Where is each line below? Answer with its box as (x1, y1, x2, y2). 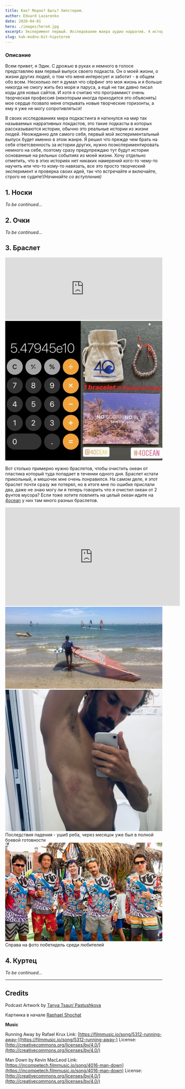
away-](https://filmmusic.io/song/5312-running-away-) (5, 1036, 118, 1042)
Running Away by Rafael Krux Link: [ (5, 1031, 80, 1037)
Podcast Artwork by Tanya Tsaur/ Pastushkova (5, 1002, 101, 1008)
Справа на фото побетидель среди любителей (5, 942, 104, 948)
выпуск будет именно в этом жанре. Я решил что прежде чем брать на (5, 137, 158, 143)
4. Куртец (5, 956, 37, 965)
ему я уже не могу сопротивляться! (5, 106, 82, 112)
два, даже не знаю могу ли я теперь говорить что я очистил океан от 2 (5, 487, 157, 493)
